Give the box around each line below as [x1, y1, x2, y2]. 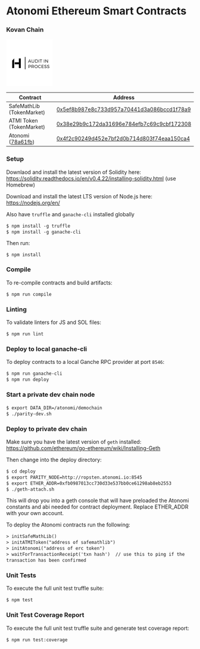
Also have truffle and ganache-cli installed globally [6, 210, 135, 218]
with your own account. [6, 510, 64, 517]
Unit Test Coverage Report [6, 611, 85, 619]
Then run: [6, 239, 30, 246]
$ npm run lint [6, 331, 44, 337]
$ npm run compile [6, 291, 52, 297]
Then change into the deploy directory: [6, 456, 102, 464]
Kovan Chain [6, 26, 44, 34]
